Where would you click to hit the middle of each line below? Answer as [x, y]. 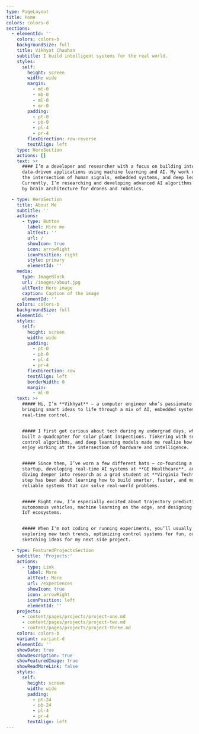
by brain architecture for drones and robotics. [83, 189]
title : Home [21, 17]
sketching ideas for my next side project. [76, 539]
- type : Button [41, 222]
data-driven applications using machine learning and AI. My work [105, 172]
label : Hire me [46, 227]
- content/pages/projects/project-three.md [76, 628]
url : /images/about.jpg [51, 282]
